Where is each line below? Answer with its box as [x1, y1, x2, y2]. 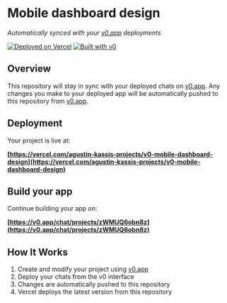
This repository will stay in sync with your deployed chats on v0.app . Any [7, 82, 221, 90]
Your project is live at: [7, 136, 71, 145]
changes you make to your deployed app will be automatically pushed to [7, 89, 219, 97]
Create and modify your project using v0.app [17, 265, 149, 274]
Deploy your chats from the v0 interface [17, 272, 134, 281]
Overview [7, 62, 52, 75]
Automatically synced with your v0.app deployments [7, 28, 161, 37]
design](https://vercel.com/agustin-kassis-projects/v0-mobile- [7, 158, 201, 166]
